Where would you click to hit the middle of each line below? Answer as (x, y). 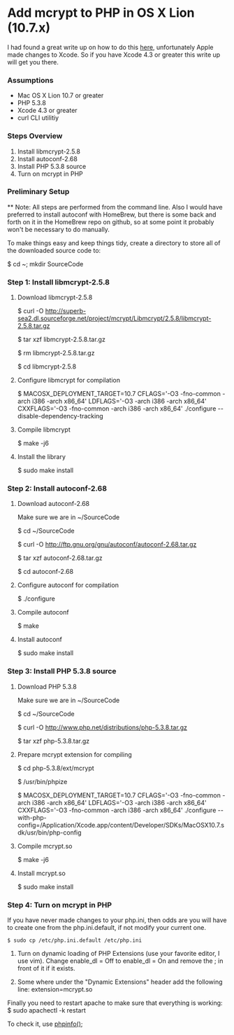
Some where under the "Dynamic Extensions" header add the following (120, 982)
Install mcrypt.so (42, 873)
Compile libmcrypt (44, 430)
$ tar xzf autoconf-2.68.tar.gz (60, 558)
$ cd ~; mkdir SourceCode (45, 263)
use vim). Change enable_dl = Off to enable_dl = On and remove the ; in (120, 961)
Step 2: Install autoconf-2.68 (57, 488)
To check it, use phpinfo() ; (45, 1024)
